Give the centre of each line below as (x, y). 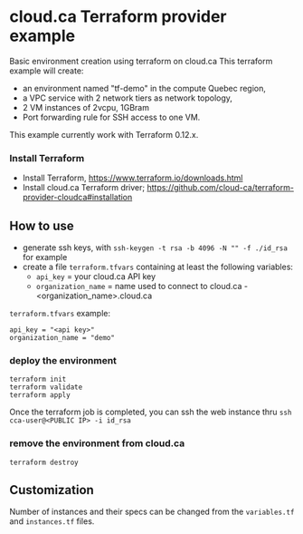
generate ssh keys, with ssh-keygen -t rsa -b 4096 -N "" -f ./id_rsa (155, 248)
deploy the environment (63, 360)
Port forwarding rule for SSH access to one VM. (111, 117)
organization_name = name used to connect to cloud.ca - (142, 286)
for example (45, 257)
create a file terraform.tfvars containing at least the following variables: (158, 267)
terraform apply (40, 395)
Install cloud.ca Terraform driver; (84, 188)
